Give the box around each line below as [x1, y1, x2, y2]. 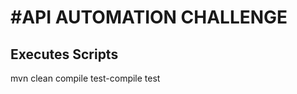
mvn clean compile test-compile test [10, 72, 161, 84]
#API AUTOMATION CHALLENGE [10, 6, 288, 29]
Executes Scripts [10, 46, 119, 63]
